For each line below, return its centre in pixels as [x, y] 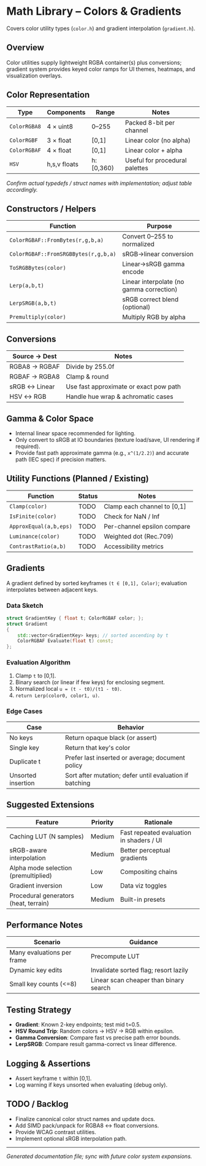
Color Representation [48, 95]
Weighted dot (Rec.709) [139, 536]
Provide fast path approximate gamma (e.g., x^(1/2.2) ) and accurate [102, 453]
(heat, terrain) [29, 903]
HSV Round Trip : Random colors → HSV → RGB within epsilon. [95, 1031]
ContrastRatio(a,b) [38, 546]
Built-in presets [143, 899]
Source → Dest [35, 356]
